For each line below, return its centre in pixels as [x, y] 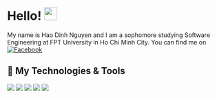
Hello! [24, 16]
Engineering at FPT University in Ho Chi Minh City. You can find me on [107, 42]
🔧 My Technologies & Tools [66, 71]
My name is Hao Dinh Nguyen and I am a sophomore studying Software [109, 35]
